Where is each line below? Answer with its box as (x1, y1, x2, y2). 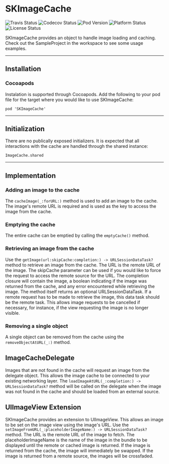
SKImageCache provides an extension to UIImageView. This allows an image (5, 416, 163, 422)
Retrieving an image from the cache (5, 245, 95, 252)
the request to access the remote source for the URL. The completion (5, 272, 149, 279)
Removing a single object (5, 322, 68, 329)
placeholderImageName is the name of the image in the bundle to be (5, 437, 147, 443)
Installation (5, 65, 41, 73)
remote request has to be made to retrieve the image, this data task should (5, 294, 160, 300)
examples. (5, 45, 27, 51)
